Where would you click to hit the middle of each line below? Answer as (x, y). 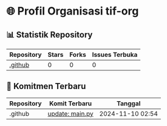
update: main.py (71, 113)
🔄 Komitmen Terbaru (46, 86)
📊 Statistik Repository (49, 35)
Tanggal (128, 103)
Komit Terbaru (71, 103)
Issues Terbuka (115, 55)
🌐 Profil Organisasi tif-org (73, 11)
